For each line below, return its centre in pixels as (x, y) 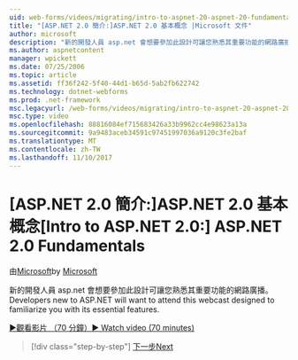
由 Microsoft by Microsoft (53, 271)
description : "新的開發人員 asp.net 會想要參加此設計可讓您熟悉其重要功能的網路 (144, 42)
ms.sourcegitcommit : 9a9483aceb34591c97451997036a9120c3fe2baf (128, 133)
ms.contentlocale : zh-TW (55, 149)
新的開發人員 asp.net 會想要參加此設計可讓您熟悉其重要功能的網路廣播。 (141, 290)
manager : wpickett (43, 59)
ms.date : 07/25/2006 (47, 67)
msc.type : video (39, 116)
